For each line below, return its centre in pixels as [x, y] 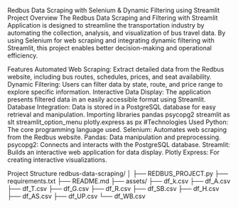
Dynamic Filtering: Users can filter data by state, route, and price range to [115, 84]
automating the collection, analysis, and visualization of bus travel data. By [117, 33]
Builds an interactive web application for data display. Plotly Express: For [114, 152]
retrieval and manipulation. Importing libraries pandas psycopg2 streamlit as [119, 114]
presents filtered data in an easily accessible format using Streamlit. [107, 99]
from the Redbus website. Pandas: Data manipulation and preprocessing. [114, 137]
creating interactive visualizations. [58, 160]
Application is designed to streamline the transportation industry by [106, 25]
